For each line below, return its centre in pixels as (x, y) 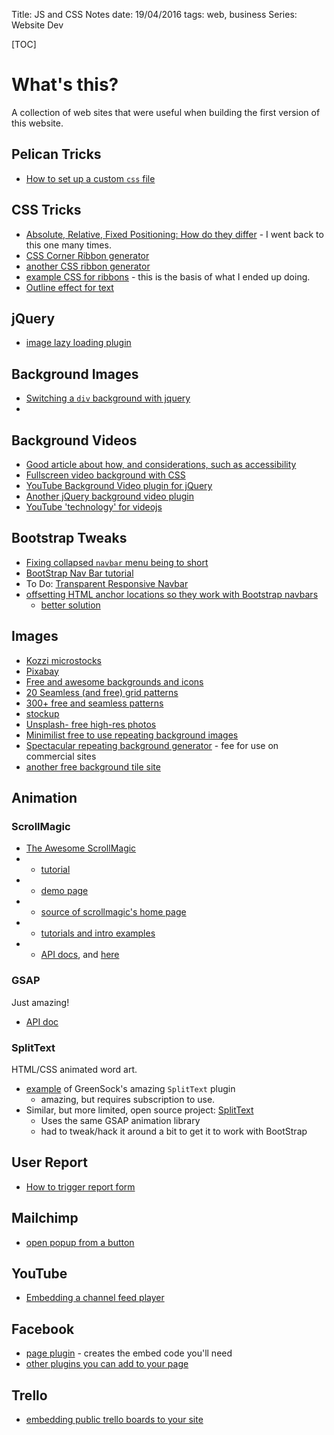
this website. (37, 123)
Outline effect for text (69, 287)
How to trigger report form (80, 1186)
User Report (49, 1162)
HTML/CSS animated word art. (74, 1069)
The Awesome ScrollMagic (81, 848)
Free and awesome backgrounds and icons (114, 681)
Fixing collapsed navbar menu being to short (117, 562)
